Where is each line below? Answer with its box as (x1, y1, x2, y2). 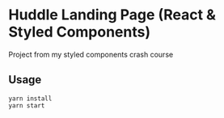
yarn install (8, 95, 53, 103)
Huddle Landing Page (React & (8, 6, 217, 24)
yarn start (8, 101, 45, 110)
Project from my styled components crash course (8, 49, 174, 59)
